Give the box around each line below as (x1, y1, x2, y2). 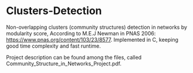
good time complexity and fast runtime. (6, 42, 101, 49)
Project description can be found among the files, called (6, 54, 142, 61)
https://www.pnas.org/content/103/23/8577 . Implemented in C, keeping (6, 36, 179, 43)
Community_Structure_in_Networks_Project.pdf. (6, 60, 122, 67)
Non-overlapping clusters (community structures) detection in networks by (6, 24, 188, 31)
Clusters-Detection (6, 4, 102, 18)
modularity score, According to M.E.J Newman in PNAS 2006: (6, 29, 156, 36)
